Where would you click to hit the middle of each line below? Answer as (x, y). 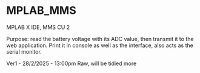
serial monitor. (24, 51)
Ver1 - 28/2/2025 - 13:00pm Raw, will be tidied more (72, 63)
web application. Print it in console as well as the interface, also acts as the (100, 45)
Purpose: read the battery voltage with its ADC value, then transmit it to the (100, 39)
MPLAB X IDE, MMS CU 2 (38, 27)
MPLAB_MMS (42, 11)
